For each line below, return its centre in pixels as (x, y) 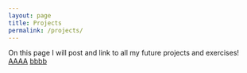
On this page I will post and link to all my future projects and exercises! (124, 53)
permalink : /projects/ (46, 30)
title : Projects (35, 23)
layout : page (30, 15)
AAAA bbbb (28, 61)
